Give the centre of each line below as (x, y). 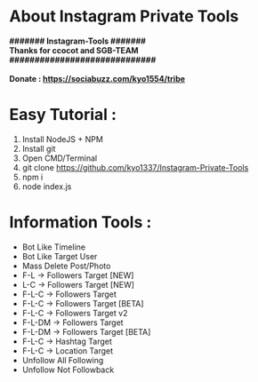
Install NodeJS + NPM (63, 139)
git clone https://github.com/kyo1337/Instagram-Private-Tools (135, 167)
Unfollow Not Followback (68, 370)
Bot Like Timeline (54, 247)
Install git (39, 148)
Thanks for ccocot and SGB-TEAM (74, 50)
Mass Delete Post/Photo (66, 266)
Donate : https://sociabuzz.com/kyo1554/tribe (97, 78)
